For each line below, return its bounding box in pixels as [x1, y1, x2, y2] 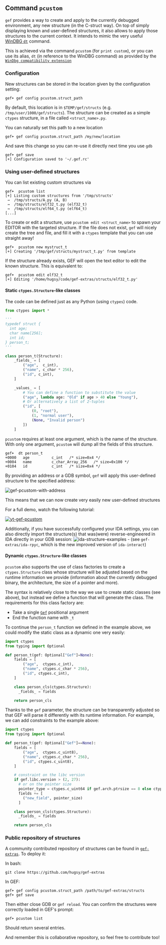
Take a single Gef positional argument [12, 609, 89, 615]
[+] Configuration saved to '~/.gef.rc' [5, 157, 90, 162]
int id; [9, 335, 26, 340]
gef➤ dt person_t [5, 451, 43, 456]
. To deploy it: [18, 851, 46, 857]
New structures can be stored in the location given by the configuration [5, 81, 151, 87]
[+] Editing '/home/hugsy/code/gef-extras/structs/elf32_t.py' [5, 277, 138, 282]
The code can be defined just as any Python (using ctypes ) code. [5, 298, 138, 304]
